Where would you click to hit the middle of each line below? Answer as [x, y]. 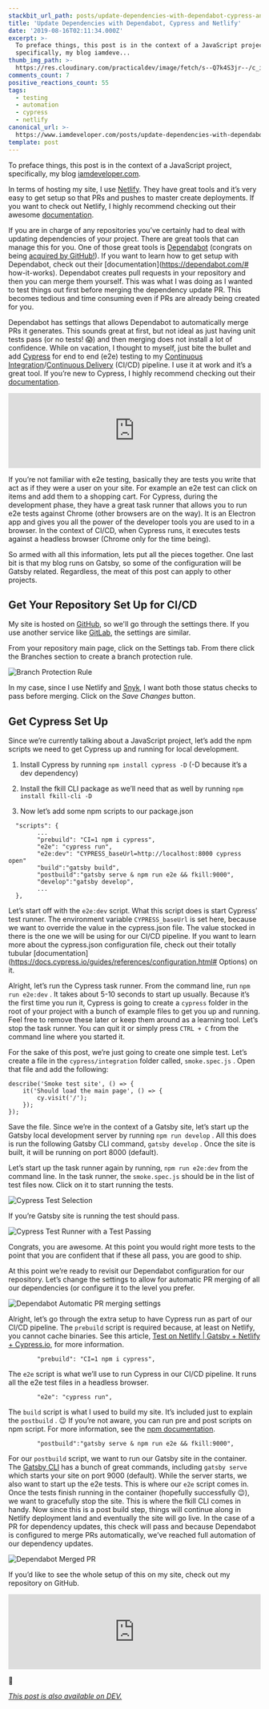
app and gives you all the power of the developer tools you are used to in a [131, 522]
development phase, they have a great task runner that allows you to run [128, 504]
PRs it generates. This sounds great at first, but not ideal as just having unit [132, 331]
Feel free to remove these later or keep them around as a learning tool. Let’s [133, 1020]
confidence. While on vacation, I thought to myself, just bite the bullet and [130, 347]
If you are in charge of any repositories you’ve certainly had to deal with [127, 230]
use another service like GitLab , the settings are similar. [100, 632]
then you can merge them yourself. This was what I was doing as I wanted [130, 281]
